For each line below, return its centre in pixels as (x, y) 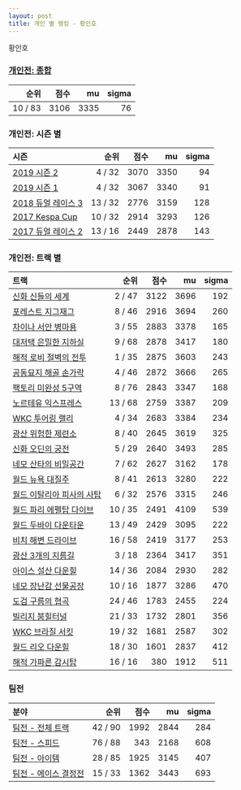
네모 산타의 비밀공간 (49, 464)
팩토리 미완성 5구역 (47, 388)
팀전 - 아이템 (36, 758)
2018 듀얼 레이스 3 (48, 203)
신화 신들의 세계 (41, 297)
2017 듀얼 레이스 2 (48, 232)
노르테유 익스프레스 (47, 403)
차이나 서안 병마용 (45, 328)
